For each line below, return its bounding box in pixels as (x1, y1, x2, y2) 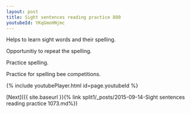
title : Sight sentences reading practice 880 (6, 14, 121, 20)
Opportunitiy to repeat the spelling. (6, 48, 92, 55)
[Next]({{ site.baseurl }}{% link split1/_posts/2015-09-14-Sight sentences (6, 93, 186, 101)
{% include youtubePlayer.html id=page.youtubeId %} (6, 82, 139, 89)
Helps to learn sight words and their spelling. (6, 36, 116, 43)
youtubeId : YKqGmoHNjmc (6, 20, 65, 26)
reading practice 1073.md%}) (6, 100, 78, 107)
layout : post (6, 8, 39, 15)
